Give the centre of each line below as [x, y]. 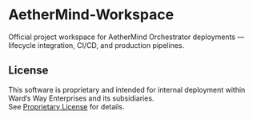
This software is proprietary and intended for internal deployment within [127, 89]
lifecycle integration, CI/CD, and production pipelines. [96, 45]
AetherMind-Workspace [91, 15]
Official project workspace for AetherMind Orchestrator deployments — [127, 37]
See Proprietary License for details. [67, 106]
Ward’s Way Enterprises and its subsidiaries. [81, 98]
